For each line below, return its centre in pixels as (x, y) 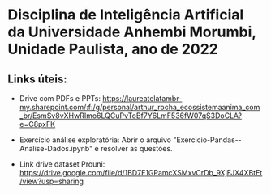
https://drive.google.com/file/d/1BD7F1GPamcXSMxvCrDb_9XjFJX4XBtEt (141, 173)
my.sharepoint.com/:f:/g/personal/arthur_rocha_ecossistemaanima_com (140, 107)
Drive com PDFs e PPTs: (60, 98)
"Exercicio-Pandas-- (208, 140)
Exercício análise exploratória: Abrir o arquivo (95, 140)
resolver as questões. (136, 148)
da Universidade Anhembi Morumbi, (132, 32)
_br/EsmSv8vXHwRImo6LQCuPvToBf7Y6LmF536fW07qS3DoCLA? (131, 116)
